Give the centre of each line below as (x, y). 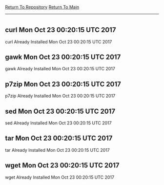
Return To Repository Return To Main (42, 7)
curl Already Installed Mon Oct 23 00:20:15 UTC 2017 (59, 41)
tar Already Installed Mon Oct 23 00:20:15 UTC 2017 (57, 150)
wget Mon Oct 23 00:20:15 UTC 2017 (62, 165)
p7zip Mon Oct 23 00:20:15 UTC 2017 (63, 84)
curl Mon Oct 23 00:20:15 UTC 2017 (61, 30)
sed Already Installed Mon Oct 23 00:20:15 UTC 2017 (58, 123)
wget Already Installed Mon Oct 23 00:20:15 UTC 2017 (60, 177)
